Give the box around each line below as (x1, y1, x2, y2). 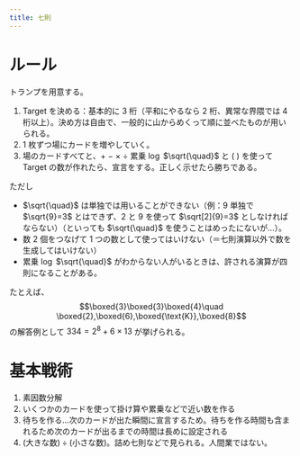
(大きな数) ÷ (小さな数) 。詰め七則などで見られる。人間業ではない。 (22, 437, 273, 448)
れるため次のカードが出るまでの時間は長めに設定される (22, 426, 228, 437)
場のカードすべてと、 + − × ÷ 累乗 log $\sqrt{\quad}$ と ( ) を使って (22, 150, 273, 161)
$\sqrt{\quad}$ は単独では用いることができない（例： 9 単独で (22, 200, 254, 210)
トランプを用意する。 (9, 86, 88, 97)
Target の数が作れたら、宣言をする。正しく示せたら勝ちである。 (22, 161, 262, 172)
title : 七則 (9, 13, 51, 22)
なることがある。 (38, 267, 102, 278)
